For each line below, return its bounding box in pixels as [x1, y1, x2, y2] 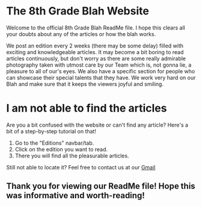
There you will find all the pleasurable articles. [14, 152, 129, 159]
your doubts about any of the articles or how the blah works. [6, 30, 156, 37]
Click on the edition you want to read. [14, 145, 108, 153]
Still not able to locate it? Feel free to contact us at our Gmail [6, 163, 156, 171]
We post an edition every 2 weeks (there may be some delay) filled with [6, 42, 184, 49]
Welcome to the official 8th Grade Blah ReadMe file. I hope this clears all [6, 24, 185, 31]
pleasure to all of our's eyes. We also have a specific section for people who [6, 67, 195, 74]
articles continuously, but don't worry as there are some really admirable [6, 55, 186, 62]
